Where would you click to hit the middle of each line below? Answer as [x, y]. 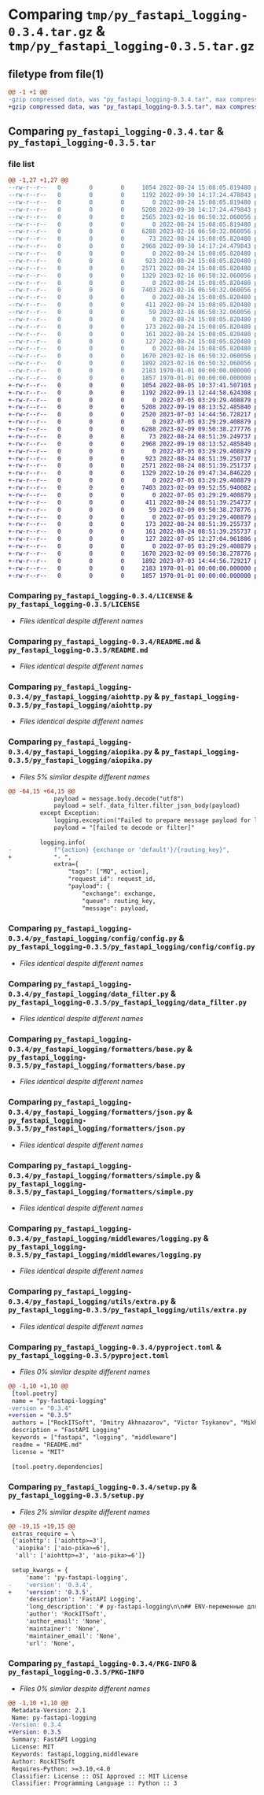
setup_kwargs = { [40, 1570]
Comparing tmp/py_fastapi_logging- [128, 15]
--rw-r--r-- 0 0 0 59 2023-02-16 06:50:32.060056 [130, 313]
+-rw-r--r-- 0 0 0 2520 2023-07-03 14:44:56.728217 [130, 415]
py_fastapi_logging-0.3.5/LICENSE [74, 605]
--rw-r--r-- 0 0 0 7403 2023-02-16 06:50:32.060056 [130, 290]
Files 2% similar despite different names [85, 1512]
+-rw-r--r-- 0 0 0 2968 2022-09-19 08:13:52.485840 [130, 444]
